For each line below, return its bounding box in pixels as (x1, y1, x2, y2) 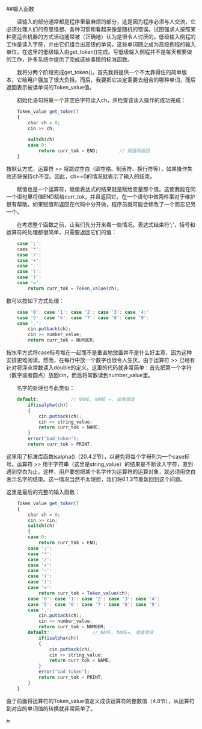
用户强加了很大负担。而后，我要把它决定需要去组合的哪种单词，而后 (26, 76, 196, 83)
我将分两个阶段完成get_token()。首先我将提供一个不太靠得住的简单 (17, 69, 182, 75)
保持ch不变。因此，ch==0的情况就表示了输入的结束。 (22, 173, 155, 180)
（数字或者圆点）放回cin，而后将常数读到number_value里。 (6, 372, 154, 378)
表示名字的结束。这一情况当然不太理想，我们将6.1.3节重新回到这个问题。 (6, 476, 186, 483)
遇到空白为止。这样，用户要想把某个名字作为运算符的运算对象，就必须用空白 (6, 468, 196, 475)
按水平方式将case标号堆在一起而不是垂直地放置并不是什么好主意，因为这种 (6, 349, 192, 356)
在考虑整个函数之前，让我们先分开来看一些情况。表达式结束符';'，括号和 (17, 221, 195, 228)
